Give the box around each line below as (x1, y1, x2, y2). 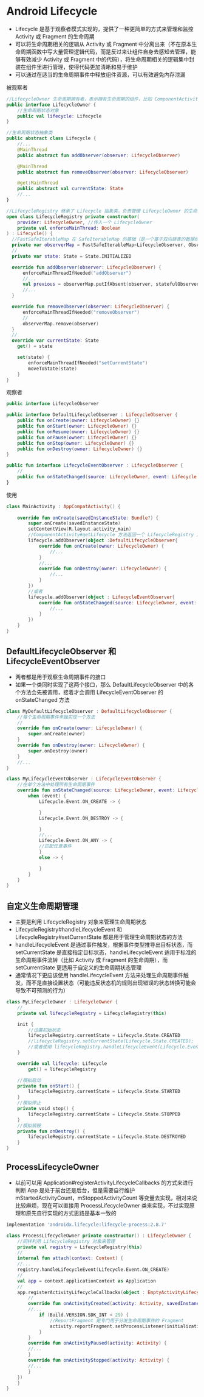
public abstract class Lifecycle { (6, 135, 97, 141)
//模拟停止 (17, 1100, 41, 1106)
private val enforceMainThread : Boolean (17, 225, 121, 231)
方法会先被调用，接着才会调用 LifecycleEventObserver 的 (20, 688, 164, 696)
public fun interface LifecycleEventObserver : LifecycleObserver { (6, 462, 183, 469)
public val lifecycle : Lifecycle (17, 113, 102, 119)
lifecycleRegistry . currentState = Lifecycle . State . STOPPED (28, 1111, 181, 1117)
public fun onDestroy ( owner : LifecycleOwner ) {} (17, 446, 143, 452)
